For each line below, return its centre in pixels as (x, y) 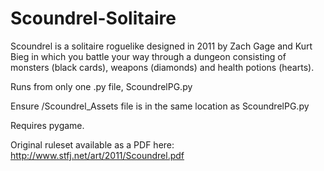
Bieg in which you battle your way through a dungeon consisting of (148, 56)
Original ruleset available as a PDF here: (92, 144)
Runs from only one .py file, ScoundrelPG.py (101, 86)
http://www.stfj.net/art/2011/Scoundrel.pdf (97, 155)
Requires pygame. (47, 125)
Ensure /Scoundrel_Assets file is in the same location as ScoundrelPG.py (160, 106)
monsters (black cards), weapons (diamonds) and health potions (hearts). (162, 67)
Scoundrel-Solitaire (93, 18)
